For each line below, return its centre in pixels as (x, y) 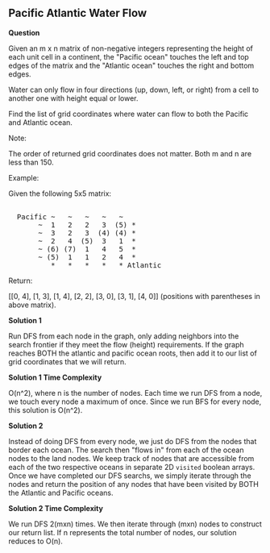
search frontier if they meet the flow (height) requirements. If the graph (126, 344)
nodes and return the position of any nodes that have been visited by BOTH (134, 484)
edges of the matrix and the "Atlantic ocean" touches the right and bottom (131, 65)
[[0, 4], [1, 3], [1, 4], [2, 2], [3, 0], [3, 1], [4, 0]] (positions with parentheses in (134, 296)
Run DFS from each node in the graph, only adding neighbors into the (124, 336)
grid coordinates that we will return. (67, 361)
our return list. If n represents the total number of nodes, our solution (123, 532)
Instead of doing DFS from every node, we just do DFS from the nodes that (133, 441)
